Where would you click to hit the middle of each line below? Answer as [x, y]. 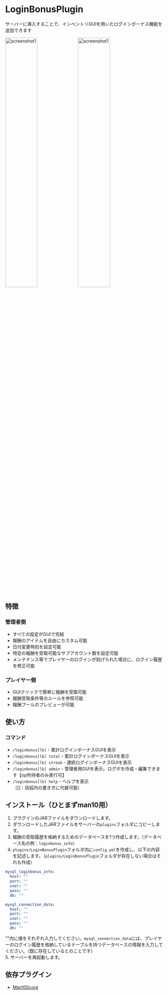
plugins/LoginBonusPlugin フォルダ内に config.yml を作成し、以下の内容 [86, 849]
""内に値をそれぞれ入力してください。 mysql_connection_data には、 [75, 938]
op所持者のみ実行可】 [44, 775]
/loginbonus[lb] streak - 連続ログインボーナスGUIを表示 [72, 762]
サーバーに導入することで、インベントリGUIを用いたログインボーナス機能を [84, 24]
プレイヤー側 [21, 680]
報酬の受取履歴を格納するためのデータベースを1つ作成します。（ [78, 837]
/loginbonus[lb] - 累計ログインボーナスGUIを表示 [64, 749]
